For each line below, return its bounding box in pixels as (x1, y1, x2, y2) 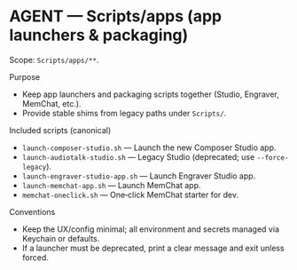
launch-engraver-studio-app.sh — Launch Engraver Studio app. (21, 171, 256, 181)
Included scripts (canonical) (9, 124, 112, 135)
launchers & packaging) (9, 25, 189, 45)
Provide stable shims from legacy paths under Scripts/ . (21, 107, 227, 118)
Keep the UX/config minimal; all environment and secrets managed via (21, 224, 279, 234)
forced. (21, 251, 49, 263)
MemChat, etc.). (21, 98, 82, 108)
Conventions (9, 206, 56, 217)
